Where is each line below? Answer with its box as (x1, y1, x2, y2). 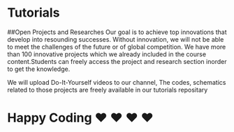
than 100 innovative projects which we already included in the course (7, 50, 207, 58)
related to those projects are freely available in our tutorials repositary (7, 85, 208, 94)
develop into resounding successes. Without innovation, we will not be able (7, 35, 224, 43)
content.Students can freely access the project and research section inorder (7, 57, 227, 65)
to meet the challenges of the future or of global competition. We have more (7, 42, 226, 51)
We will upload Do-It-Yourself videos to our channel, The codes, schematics (7, 78, 226, 86)
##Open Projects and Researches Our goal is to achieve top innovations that (7, 28, 227, 36)
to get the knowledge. (7, 65, 71, 73)
